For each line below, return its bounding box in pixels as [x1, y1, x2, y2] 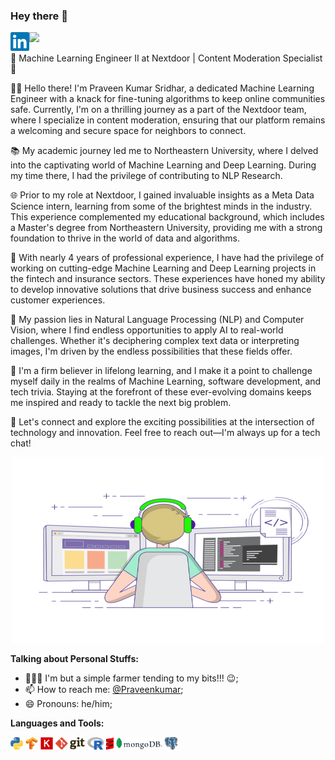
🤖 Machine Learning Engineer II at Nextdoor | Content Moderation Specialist [10, 52, 323, 64]
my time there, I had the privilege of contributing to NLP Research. [10, 170, 283, 182]
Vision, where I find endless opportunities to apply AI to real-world [10, 324, 284, 336]
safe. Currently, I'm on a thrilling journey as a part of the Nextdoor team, [10, 104, 307, 116]
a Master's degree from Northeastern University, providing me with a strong [10, 222, 323, 234]
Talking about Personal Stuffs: [10, 653, 139, 665]
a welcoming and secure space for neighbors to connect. [10, 125, 247, 137]
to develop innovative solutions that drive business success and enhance [10, 284, 312, 296]
